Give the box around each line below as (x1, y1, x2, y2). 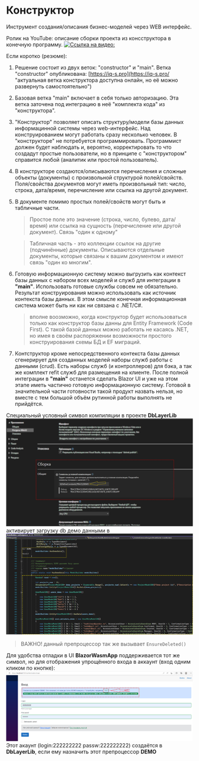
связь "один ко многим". (29, 258, 92, 266)
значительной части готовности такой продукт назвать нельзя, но (14, 388, 183, 395)
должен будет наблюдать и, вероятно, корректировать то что (14, 143, 172, 151)
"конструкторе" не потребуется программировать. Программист (14, 137, 182, 144)
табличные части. (14, 204, 60, 211)
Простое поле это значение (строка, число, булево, (29, 216, 161, 223)
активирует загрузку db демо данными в (6, 527, 110, 534)
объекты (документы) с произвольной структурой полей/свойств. (14, 174, 184, 181)
